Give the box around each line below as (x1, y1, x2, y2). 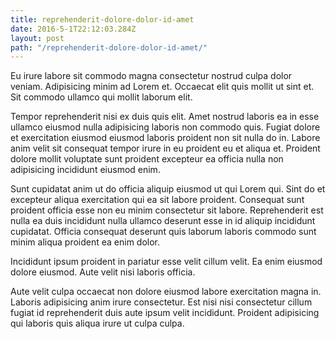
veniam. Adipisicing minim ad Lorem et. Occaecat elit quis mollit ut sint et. (10, 81, 315, 93)
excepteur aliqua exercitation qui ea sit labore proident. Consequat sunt (10, 194, 305, 206)
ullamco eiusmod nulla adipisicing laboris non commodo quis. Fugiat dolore (10, 121, 321, 133)
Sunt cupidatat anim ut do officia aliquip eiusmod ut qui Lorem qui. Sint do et (10, 183, 326, 195)
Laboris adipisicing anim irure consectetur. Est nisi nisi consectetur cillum (10, 296, 313, 308)
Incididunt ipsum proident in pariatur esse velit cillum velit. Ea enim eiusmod (10, 256, 323, 268)
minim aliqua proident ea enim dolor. (10, 236, 161, 248)
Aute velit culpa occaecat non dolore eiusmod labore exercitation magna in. (10, 286, 322, 298)
